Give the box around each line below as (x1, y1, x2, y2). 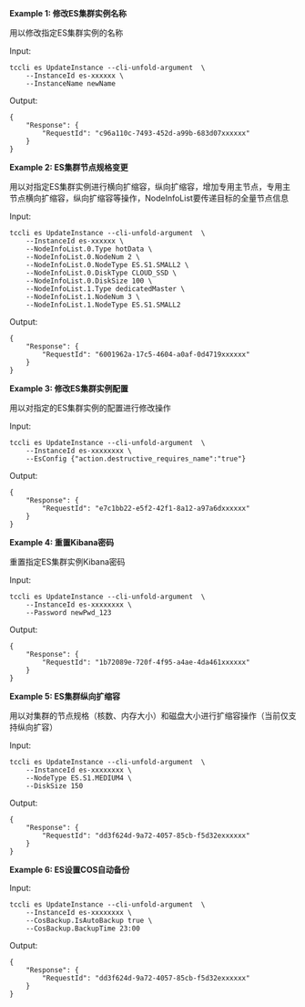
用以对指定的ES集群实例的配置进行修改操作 (9, 402, 171, 413)
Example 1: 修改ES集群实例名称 (9, 8, 127, 18)
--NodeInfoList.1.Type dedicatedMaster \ (25, 285, 185, 294)
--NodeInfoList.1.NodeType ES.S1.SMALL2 (25, 300, 181, 309)
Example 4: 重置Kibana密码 (9, 537, 115, 547)
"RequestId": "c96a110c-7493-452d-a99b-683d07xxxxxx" (42, 129, 250, 138)
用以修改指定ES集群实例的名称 (9, 27, 124, 38)
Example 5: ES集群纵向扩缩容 (9, 691, 121, 701)
